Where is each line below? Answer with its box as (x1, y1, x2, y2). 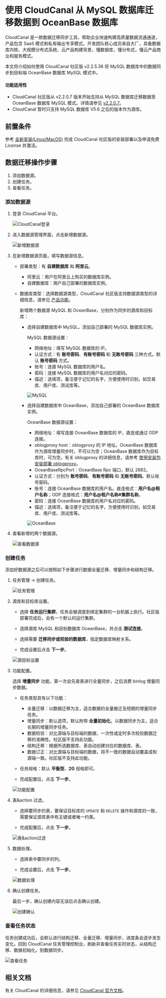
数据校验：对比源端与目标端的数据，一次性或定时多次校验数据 (27, 730, 153, 736)
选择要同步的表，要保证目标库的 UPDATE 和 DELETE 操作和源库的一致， (19, 808, 160, 814)
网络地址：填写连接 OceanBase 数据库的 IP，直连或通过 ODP (34, 430, 159, 436)
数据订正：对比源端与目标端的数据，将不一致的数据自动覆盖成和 (27, 749, 157, 755)
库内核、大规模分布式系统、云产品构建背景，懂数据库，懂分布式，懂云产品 (5, 47, 157, 53)
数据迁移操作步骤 (5, 158, 57, 167)
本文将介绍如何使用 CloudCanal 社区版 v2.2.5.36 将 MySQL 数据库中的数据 (5, 63, 157, 69)
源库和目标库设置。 (12, 598, 52, 604)
